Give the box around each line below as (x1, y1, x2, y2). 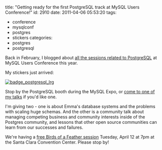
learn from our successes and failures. (5, 124, 84, 130)
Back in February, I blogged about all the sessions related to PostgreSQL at (5, 55, 157, 61)
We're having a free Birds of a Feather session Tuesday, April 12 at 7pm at (5, 134, 155, 140)
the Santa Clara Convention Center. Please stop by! (5, 139, 109, 145)
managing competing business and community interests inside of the (5, 114, 145, 120)
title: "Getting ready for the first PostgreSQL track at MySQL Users (5, 4, 140, 10)
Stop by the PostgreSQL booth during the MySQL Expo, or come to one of (5, 89, 155, 94)
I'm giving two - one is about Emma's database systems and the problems (5, 104, 156, 109)
